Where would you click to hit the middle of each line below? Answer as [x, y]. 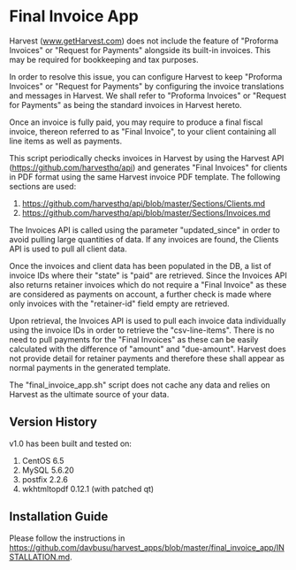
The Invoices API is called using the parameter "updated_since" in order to [144, 230]
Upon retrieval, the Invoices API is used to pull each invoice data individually [148, 320]
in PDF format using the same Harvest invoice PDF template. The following [145, 177]
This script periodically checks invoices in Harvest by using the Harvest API [147, 158]
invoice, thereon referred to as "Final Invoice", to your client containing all [143, 131]
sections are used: [43, 186]
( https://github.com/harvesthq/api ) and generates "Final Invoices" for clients [148, 167]
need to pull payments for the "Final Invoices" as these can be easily [134, 339]
